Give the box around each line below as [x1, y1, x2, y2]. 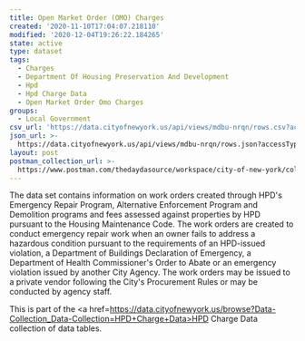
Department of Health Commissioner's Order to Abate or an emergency [9, 258, 277, 268]
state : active [9, 38, 64, 48]
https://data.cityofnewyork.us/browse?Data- [109, 304, 277, 315]
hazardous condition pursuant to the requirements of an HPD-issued [9, 238, 266, 249]
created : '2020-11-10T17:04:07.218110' [9, 22, 161, 31]
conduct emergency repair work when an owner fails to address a [9, 229, 256, 239]
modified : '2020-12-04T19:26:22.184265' [9, 30, 165, 39]
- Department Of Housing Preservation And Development [17, 73, 230, 82]
